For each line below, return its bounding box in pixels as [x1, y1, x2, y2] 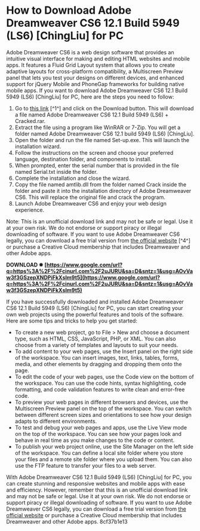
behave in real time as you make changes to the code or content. [14, 437, 175, 444]
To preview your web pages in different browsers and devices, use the [14, 398, 189, 406]
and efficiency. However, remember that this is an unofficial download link [6, 486, 188, 493]
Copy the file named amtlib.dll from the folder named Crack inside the [14, 180, 187, 188]
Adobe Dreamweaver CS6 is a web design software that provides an [6, 48, 174, 56]
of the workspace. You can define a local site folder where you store [14, 449, 183, 456]
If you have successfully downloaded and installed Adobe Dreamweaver [6, 298, 184, 305]
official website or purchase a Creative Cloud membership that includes [6, 511, 183, 518]
